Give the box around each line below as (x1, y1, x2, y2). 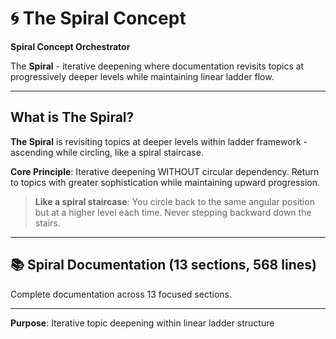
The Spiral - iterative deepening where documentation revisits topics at (10, 60, 305, 72)
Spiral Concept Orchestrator (10, 40, 131, 52)
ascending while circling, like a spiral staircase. (10, 146, 204, 158)
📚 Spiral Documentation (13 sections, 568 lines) (10, 257, 317, 274)
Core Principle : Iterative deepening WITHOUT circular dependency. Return (10, 165, 320, 177)
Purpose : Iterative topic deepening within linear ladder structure (10, 317, 275, 329)
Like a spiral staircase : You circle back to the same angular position (34, 195, 315, 207)
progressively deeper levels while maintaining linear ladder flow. (10, 70, 275, 82)
